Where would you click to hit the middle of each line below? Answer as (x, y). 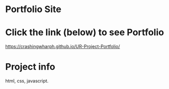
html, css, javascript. (27, 81)
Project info (30, 67)
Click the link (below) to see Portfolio (85, 33)
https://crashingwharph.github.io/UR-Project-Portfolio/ (63, 47)
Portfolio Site (33, 9)
